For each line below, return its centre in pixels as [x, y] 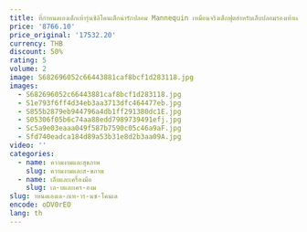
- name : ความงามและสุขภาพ [59, 162]
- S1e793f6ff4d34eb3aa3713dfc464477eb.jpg [100, 103]
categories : [32, 153]
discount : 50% [37, 52]
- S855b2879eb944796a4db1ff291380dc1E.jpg [100, 111]
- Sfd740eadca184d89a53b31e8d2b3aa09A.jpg [100, 137]
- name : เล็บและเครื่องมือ [55, 179]
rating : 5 [28, 60]
